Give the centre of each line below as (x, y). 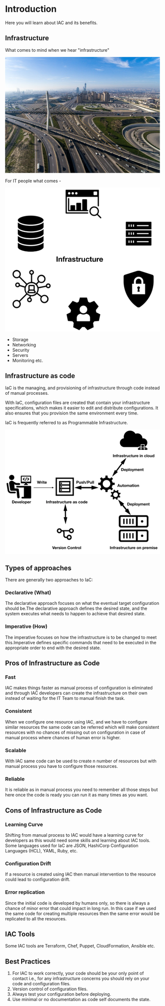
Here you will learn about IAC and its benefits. (51, 23)
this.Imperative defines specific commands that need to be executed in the (81, 642)
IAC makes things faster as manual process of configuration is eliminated (79, 688)
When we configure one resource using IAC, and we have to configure (76, 722)
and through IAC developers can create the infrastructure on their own (76, 693)
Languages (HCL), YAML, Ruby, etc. (41, 850)
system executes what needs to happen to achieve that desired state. (75, 614)
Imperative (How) (26, 627)
